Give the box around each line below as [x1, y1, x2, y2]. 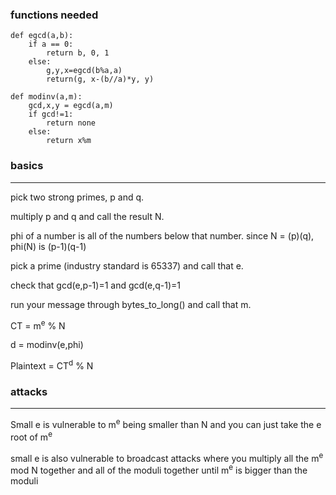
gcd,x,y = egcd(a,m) [28, 101, 114, 111]
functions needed [10, 8, 99, 22]
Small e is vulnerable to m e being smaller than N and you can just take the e [10, 417, 322, 430]
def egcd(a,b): [10, 31, 74, 41]
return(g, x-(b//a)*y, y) [46, 74, 155, 85]
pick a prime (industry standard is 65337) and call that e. [10, 259, 244, 272]
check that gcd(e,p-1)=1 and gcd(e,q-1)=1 [10, 279, 182, 291]
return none [46, 118, 97, 128]
